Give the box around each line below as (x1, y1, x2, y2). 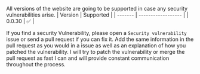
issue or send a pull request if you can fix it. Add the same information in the (6, 36, 194, 43)
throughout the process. (6, 61, 66, 67)
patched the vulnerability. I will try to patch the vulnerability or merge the (6, 49, 185, 55)
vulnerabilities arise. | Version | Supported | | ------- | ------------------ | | (6, 11, 189, 18)
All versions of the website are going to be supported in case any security (6, 5, 188, 12)
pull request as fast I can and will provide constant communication (6, 54, 170, 62)
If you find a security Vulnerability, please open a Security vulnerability (6, 30, 187, 36)
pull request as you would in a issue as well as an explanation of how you (6, 42, 186, 49)
